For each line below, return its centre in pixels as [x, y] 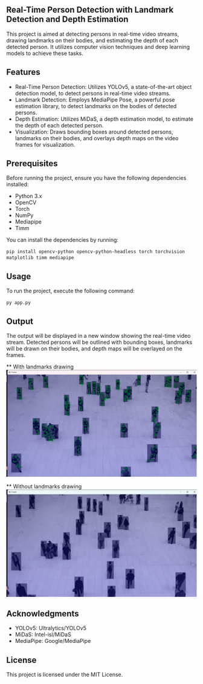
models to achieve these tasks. [45, 53]
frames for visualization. [45, 144]
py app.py [19, 303]
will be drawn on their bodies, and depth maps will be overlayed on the [94, 349]
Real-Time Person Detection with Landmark [90, 10]
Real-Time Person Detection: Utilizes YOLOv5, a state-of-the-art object [103, 86]
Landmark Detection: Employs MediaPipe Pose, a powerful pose [95, 100]
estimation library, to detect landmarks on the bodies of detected [96, 106]
